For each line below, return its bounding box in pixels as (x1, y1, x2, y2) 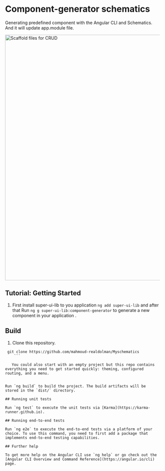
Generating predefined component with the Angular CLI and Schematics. (5, 20, 153, 26)
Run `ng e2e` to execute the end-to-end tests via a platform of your (5, 426, 153, 432)
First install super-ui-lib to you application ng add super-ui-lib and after (12, 302, 159, 308)
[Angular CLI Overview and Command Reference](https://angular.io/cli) (5, 457, 155, 462)
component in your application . (12, 312, 77, 318)
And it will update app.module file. (5, 25, 74, 30)
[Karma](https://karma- (101, 405, 151, 410)
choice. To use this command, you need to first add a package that (5, 431, 148, 436)
